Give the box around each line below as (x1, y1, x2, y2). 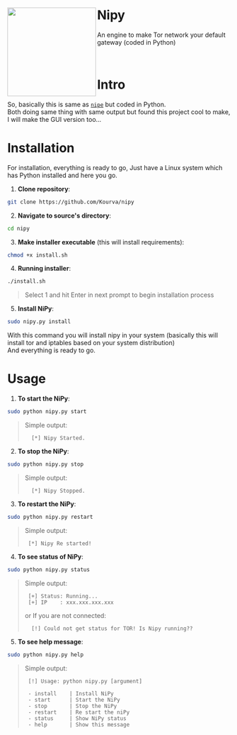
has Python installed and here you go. (7, 171, 118, 179)
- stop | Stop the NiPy (28, 702, 117, 709)
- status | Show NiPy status (28, 714, 127, 722)
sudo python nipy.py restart (7, 513, 93, 520)
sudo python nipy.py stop (7, 461, 83, 468)
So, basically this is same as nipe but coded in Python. (7, 100, 166, 108)
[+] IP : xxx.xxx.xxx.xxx (28, 599, 115, 606)
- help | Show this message (28, 721, 130, 728)
